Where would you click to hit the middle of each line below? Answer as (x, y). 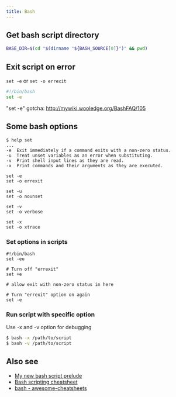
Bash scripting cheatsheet (46, 382)
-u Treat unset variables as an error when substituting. (80, 156)
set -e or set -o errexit (36, 81)
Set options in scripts (37, 241)
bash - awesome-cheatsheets (51, 388)
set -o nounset (25, 196)
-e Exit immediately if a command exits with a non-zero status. (89, 150)
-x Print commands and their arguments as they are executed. (85, 165)
